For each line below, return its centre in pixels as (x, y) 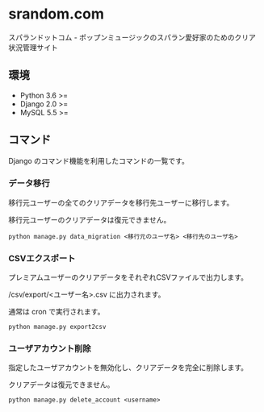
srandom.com (57, 14)
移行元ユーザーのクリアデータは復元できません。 (90, 219)
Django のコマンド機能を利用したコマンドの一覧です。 (99, 160)
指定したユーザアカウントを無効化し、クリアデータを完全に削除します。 (128, 368)
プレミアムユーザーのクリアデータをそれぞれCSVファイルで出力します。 (128, 277)
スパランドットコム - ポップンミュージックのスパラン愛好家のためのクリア (132, 37)
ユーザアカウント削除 (50, 349)
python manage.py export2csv (57, 327)
